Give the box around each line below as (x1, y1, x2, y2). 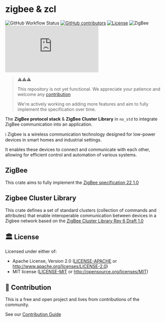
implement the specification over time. (17, 106, 96, 112)
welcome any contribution (17, 91, 71, 97)
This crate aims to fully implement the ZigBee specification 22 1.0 (5, 179, 139, 185)
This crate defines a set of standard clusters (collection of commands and (5, 207, 157, 213)
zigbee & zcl (5, 3, 56, 15)
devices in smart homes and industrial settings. (5, 137, 102, 143)
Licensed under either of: (5, 248, 57, 255)
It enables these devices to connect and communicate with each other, (5, 146, 151, 153)
